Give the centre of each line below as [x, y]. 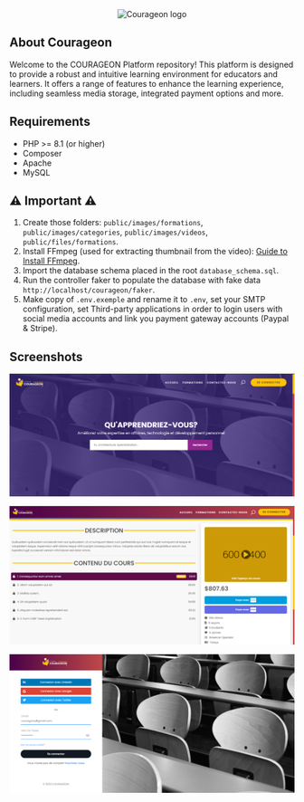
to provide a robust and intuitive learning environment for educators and [144, 74]
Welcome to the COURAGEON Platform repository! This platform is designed [152, 64]
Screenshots [46, 357]
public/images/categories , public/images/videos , [115, 232]
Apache [37, 163]
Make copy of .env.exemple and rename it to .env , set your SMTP [144, 300]
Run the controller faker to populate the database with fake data [141, 281]
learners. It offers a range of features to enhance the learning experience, [147, 83]
